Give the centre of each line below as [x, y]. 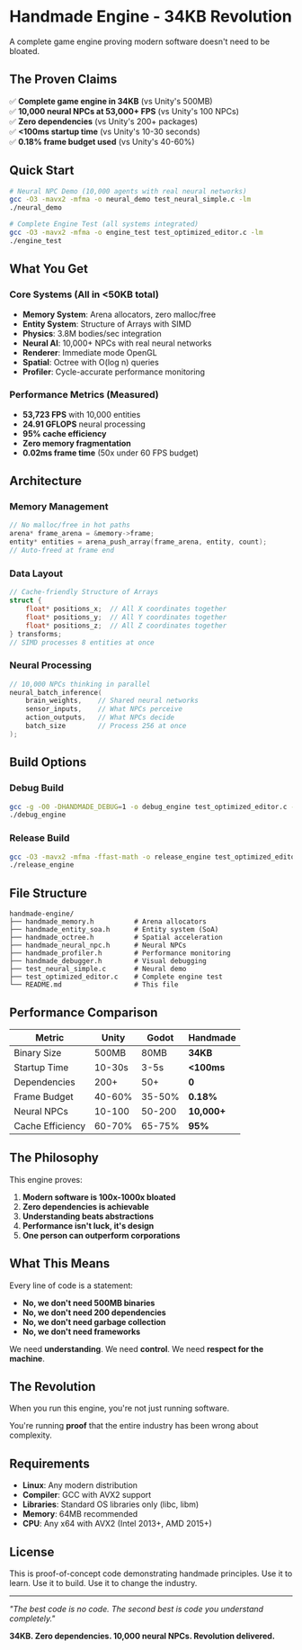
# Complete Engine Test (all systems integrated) [104, 224]
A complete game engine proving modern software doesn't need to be [140, 41]
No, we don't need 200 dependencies [94, 1312]
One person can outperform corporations [101, 1235]
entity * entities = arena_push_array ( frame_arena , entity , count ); [138, 542]
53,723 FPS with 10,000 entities [81, 414]
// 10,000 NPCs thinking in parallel [80, 684]
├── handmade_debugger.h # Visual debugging [108, 961]
